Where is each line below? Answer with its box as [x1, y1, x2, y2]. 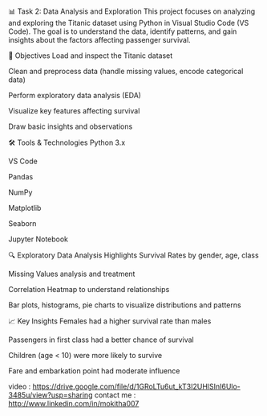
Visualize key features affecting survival [8, 106, 140, 115]
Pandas [8, 172, 34, 181]
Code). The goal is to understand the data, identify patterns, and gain [8, 27, 237, 36]
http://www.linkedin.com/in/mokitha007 [8, 399, 140, 408]
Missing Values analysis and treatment [8, 269, 136, 278]
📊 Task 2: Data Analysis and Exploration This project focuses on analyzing [8, 6, 256, 16]
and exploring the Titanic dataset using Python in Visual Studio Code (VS [8, 19, 249, 27]
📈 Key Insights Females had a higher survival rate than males [8, 316, 212, 326]
